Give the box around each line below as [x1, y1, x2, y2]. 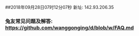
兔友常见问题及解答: [5, 18, 53, 25]
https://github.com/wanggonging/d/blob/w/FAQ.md [5, 24, 134, 31]
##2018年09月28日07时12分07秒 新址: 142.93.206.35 [5, 4, 114, 10]
